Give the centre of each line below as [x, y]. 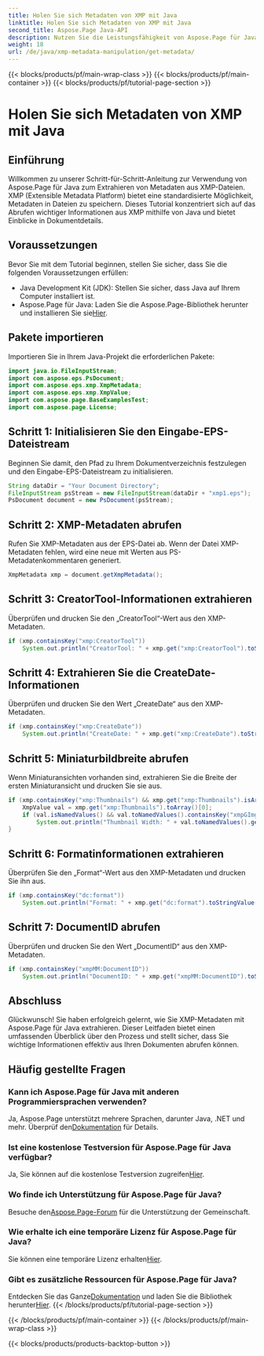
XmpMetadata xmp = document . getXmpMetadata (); [86, 575]
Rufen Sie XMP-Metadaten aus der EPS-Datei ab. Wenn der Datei [114, 544]
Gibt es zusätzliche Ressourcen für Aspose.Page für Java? [123, 1279]
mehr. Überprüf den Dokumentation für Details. [83, 1127]
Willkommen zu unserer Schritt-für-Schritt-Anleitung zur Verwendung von [128, 179]
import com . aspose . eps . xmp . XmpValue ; [70, 393]
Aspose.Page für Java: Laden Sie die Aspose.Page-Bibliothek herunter [134, 304]
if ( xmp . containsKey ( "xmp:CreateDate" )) [75, 727]
